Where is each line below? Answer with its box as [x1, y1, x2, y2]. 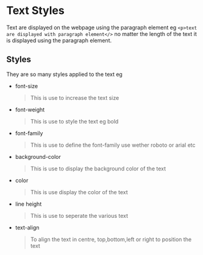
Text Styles [6, 4, 65, 18]
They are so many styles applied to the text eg [6, 71, 123, 78]
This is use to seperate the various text [30, 212, 129, 219]
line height [15, 200, 42, 208]
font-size [15, 82, 38, 89]
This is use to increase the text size [30, 94, 119, 101]
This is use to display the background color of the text [30, 165, 166, 172]
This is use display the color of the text [30, 188, 128, 195]
